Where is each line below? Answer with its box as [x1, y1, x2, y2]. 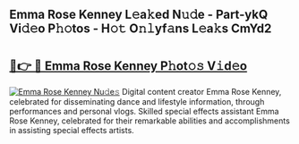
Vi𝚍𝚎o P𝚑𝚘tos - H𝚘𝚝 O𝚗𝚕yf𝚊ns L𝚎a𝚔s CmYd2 [9, 21, 272, 37]
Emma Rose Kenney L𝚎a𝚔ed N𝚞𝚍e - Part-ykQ [9, 7, 269, 22]
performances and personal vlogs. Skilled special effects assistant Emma [9, 106, 279, 116]
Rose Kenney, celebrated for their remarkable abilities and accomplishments [9, 115, 291, 126]
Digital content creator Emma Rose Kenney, [122, 87, 282, 97]
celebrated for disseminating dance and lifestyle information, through [9, 97, 265, 106]
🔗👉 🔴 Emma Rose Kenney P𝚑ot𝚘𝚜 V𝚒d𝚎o [9, 58, 248, 73]
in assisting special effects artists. [9, 125, 134, 135]
